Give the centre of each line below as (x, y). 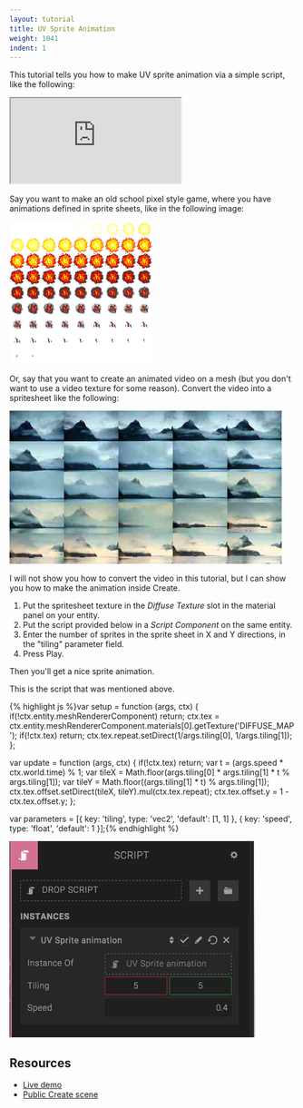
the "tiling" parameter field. (73, 644)
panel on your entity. (61, 615)
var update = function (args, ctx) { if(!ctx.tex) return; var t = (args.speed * (147, 763)
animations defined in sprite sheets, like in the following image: (127, 209)
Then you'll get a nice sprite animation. (82, 672)
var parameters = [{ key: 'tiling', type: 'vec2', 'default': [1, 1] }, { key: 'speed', (151, 819)
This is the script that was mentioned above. (92, 689)
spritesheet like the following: (64, 398)
